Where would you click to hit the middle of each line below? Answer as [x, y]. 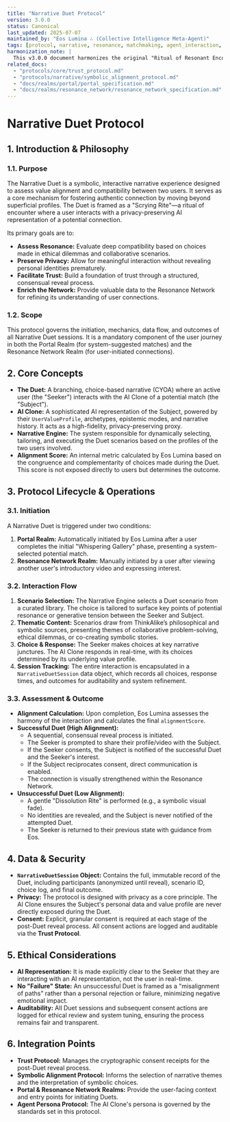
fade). [36, 808]
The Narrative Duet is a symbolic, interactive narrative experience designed [114, 183]
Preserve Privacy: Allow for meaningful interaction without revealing [114, 261]
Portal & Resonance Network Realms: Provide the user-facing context [117, 1089]
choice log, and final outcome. [60, 890]
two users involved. [44, 448]
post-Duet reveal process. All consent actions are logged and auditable [117, 926]
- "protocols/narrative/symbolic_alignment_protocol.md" [96, 77]
